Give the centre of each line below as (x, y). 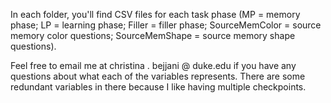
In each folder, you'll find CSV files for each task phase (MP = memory (155, 14)
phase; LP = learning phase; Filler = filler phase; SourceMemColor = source (166, 25)
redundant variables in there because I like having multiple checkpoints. (158, 87)
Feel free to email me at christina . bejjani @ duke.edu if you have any (153, 65)
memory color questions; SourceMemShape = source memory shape (153, 35)
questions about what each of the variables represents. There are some (158, 76)
